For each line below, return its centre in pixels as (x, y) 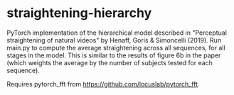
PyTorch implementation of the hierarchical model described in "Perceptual (117, 33)
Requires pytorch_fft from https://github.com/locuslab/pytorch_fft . (103, 84)
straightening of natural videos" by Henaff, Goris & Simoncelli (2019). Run (114, 40)
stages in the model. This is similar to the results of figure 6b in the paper (114, 55)
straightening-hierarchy (79, 13)
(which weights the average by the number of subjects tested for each (110, 62)
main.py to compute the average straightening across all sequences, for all (116, 47)
